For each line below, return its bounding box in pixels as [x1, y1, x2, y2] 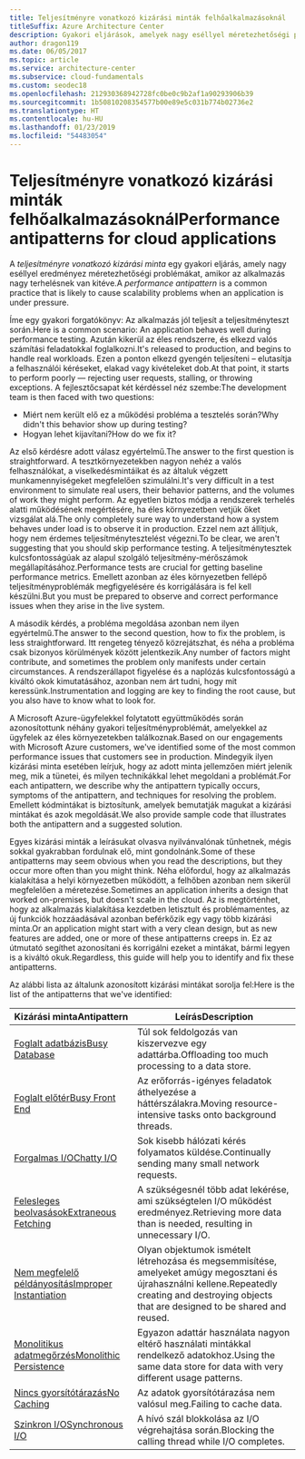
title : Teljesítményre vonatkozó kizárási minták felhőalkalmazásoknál [9, 13, 286, 23]
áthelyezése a [137, 1085, 197, 1098]
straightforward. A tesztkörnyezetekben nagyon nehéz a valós [9, 455, 242, 466]
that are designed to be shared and [137, 1299, 287, 1312]
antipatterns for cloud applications [9, 229, 277, 250]
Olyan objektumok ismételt [137, 1243, 251, 1256]
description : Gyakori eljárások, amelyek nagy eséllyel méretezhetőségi [9, 30, 290, 39]
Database [14, 1048, 55, 1061]
